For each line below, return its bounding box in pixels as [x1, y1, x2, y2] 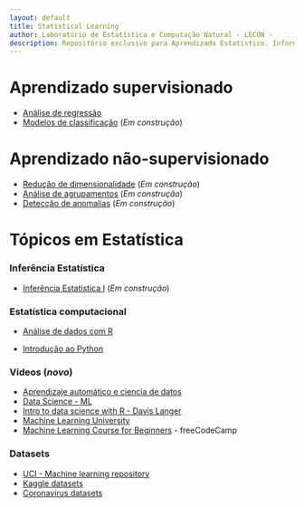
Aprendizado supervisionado [9, 78, 233, 98]
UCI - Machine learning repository [22, 468, 150, 479]
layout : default [9, 13, 71, 23]
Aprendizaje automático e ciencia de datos [22, 387, 183, 397]
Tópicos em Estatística [9, 230, 184, 250]
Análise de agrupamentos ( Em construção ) [22, 188, 184, 199]
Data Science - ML [22, 396, 93, 407]
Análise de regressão [22, 108, 102, 119]
